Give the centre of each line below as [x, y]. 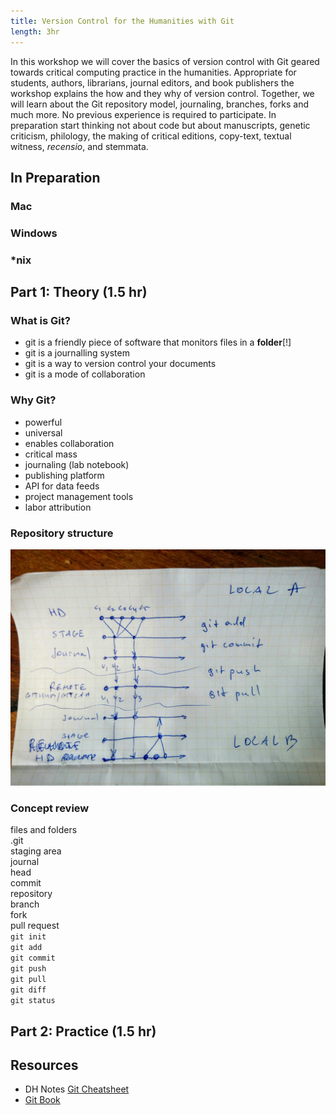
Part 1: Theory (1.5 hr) [79, 292]
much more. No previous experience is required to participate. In [143, 114]
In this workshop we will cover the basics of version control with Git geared [165, 61]
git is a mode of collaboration [85, 374]
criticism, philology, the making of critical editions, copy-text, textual [151, 136]
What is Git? [40, 320]
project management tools [79, 496]
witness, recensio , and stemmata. [79, 146]
